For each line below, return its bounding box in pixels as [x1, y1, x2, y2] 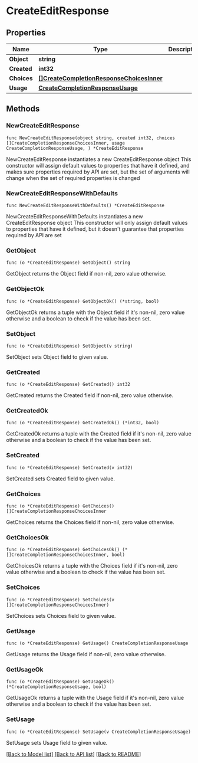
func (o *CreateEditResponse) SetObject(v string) [6, 343, 133, 349]
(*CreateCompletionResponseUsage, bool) [6, 684, 107, 690]
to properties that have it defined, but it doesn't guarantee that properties [6, 225, 184, 232]
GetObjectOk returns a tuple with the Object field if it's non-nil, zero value [6, 309, 185, 316]
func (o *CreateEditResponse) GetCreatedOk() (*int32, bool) [6, 420, 160, 426]
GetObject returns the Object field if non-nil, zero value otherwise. [6, 270, 167, 277]
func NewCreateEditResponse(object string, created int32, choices [6, 135, 176, 141]
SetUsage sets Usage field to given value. [6, 739, 108, 746]
